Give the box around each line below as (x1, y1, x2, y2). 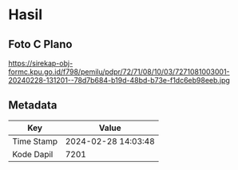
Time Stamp (12, 136, 58, 147)
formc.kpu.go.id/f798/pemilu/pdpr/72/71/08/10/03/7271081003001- (8, 67, 230, 77)
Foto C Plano (8, 38, 73, 51)
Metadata (8, 98, 58, 113)
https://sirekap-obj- (8, 58, 73, 68)
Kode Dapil (12, 148, 54, 160)
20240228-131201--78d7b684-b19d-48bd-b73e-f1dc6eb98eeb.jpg (8, 76, 230, 85)
